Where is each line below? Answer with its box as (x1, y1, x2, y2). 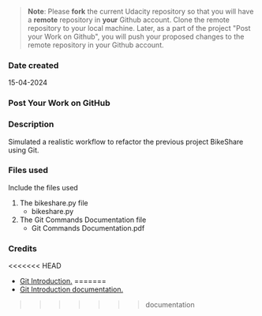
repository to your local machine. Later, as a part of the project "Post (27, 24, 251, 32)
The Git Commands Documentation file (19, 215, 147, 224)
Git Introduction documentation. (19, 284, 124, 295)
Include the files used (8, 182, 79, 192)
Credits (8, 243, 37, 254)
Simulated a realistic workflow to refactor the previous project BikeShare (8, 137, 244, 146)
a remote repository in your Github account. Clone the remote (27, 15, 230, 24)
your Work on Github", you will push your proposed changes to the (27, 32, 245, 41)
